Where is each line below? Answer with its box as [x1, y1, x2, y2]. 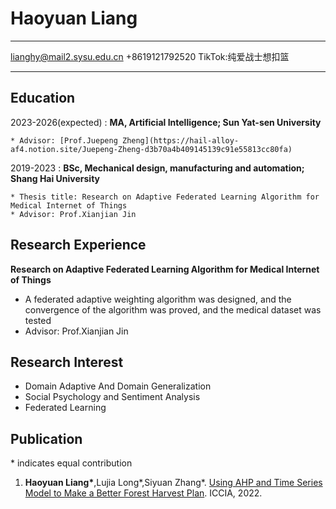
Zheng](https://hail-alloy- [121, 135, 240, 146]
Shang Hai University [10, 172, 101, 184]
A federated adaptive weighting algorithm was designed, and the [24, 293, 292, 305]
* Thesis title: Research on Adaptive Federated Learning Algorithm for [10, 192, 320, 202]
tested [24, 314, 52, 326]
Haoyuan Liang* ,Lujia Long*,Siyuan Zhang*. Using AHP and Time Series [24, 477, 323, 489]
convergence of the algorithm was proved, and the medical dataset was [24, 303, 322, 316]
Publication [10, 430, 83, 447]
